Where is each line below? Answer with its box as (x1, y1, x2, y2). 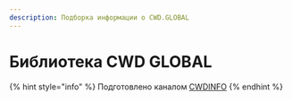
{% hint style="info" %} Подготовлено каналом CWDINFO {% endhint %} (9, 81, 284, 92)
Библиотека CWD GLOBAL (9, 51, 213, 72)
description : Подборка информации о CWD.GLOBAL (9, 13, 190, 22)
